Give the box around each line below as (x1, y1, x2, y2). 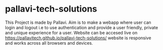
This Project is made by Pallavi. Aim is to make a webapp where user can (5, 19, 152, 25)
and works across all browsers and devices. (5, 40, 93, 46)
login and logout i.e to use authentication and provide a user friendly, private (5, 24, 158, 30)
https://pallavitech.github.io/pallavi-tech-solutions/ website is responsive (5, 35, 152, 41)
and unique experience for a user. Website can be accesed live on (5, 30, 138, 35)
